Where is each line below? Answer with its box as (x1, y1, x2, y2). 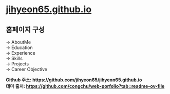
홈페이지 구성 (6, 25, 45, 34)
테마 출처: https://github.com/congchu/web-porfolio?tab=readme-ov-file (6, 83, 165, 89)
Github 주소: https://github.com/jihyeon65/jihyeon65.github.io (6, 77, 142, 83)
